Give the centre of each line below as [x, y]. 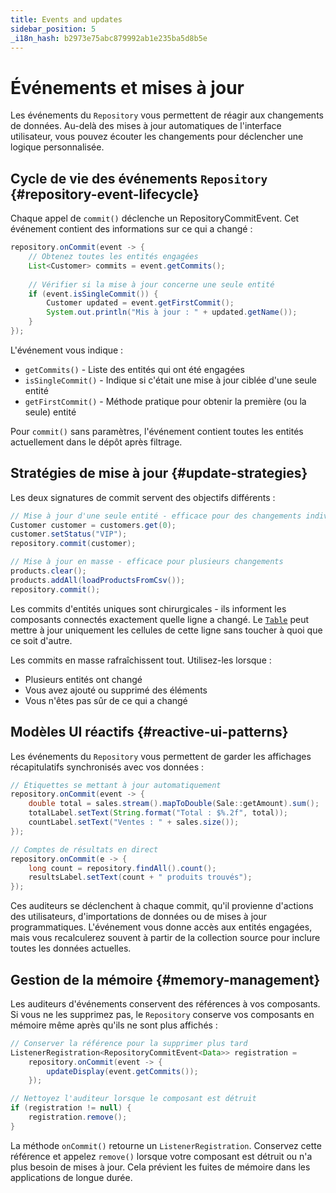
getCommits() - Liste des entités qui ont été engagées [134, 369]
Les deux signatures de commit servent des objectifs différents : [143, 497]
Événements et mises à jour [127, 87]
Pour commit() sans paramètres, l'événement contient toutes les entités [157, 431]
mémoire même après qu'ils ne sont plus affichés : [114, 1025]
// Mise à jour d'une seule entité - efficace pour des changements [156, 516]
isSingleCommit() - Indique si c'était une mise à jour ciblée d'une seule [170, 380]
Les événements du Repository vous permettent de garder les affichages [161, 756]
